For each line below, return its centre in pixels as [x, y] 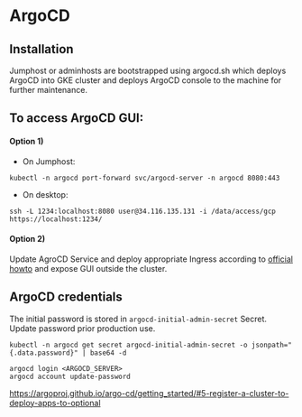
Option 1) [27, 141]
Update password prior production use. [82, 328]
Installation [41, 49]
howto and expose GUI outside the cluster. [88, 268]
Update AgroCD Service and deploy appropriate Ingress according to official [151, 259]
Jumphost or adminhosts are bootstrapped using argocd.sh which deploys [148, 70]
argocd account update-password [70, 376]
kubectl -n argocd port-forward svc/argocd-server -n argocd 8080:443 [145, 178]
